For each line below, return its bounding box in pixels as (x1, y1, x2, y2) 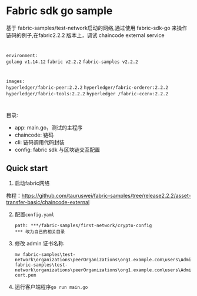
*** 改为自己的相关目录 (14, 229, 65, 235)
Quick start (6, 163, 48, 173)
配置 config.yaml (14, 211, 55, 218)
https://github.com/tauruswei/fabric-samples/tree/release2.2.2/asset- (21, 192, 191, 199)
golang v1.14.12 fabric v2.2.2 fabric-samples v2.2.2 (6, 59, 138, 65)
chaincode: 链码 (14, 131, 54, 138)
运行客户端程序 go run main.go (14, 284, 88, 291)
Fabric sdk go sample (6, 4, 113, 18)
